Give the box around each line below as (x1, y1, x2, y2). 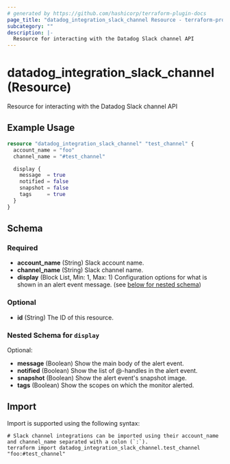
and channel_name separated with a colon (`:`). (7, 438, 149, 445)
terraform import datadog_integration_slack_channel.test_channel (7, 444, 201, 451)
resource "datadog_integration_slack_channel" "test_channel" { (7, 140, 194, 147)
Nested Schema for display (7, 330, 100, 340)
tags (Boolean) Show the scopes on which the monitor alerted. (16, 381, 194, 389)
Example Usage (7, 122, 75, 134)
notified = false (19, 178, 69, 185)
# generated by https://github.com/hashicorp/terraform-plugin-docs (7, 10, 207, 17)
